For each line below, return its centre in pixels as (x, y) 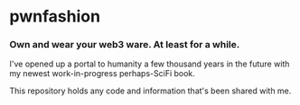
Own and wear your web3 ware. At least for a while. (125, 45)
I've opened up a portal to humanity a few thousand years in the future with (150, 64)
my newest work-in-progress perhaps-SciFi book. (103, 74)
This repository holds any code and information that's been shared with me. (150, 91)
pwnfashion (55, 17)
